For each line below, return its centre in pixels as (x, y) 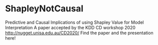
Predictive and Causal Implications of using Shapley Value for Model (75, 22)
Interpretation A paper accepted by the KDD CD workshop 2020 (70, 27)
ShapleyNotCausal (44, 9)
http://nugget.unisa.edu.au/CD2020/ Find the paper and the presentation (79, 33)
